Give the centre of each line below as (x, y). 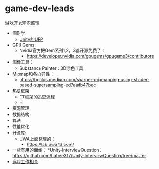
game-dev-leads (40, 9)
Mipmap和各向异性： (33, 74)
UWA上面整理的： (37, 139)
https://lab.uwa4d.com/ (50, 144)
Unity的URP (31, 39)
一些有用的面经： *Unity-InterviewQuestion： (58, 150)
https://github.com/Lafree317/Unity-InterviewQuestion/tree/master (79, 155)
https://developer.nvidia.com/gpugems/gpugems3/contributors (90, 56)
